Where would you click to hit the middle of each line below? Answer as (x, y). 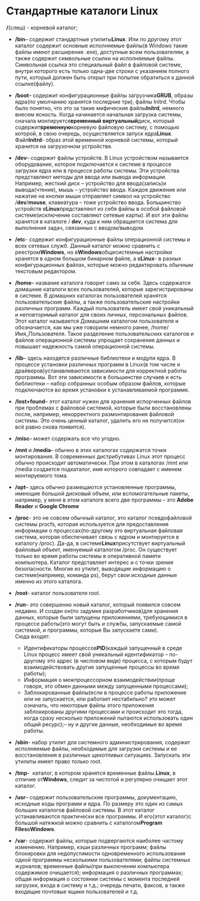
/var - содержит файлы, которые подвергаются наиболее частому (99, 841)
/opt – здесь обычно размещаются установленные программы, (96, 487)
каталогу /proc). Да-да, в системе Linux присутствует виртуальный (100, 543)
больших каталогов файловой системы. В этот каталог (85, 810)
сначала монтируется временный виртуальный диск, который (95, 120)
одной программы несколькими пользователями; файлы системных (103, 860)
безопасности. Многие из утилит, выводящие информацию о (93, 568)
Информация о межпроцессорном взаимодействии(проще (99, 679)
